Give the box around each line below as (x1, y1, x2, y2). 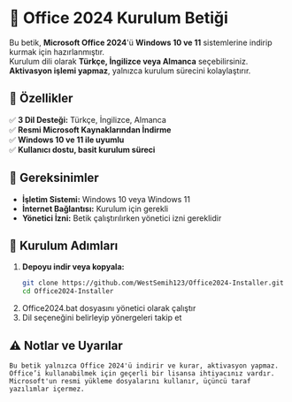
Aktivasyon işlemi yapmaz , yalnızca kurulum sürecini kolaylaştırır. (9, 65, 251, 76)
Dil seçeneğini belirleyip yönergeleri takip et (21, 313, 182, 323)
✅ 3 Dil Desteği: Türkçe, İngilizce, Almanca (9, 114, 166, 125)
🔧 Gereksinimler (9, 171, 99, 186)
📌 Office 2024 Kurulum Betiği (9, 8, 228, 28)
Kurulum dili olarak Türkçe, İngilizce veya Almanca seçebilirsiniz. (9, 56, 249, 66)
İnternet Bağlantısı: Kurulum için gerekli (21, 203, 169, 214)
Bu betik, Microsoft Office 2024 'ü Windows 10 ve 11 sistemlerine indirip (9, 37, 273, 48)
